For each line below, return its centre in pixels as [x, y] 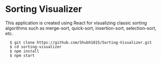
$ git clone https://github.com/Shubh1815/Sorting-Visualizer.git [81, 42]
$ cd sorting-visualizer [36, 47]
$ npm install [24, 51]
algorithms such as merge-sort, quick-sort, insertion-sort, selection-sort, [81, 28]
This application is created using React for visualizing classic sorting [76, 23]
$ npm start [22, 56]
